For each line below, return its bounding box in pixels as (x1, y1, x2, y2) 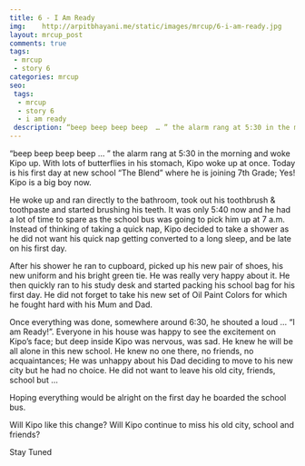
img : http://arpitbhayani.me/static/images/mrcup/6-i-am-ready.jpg (9, 22, 282, 31)
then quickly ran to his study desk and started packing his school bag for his (9, 280, 295, 291)
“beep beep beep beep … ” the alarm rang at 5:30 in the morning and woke (9, 148, 290, 159)
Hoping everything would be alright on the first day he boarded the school (9, 392, 287, 402)
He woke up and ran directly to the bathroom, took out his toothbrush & (9, 194, 276, 205)
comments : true (9, 38, 67, 48)
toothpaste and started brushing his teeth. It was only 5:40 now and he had (9, 204, 291, 214)
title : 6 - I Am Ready (9, 13, 95, 23)
